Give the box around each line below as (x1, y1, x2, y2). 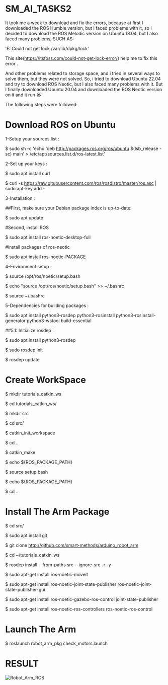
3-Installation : (5, 195, 35, 201)
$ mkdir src (5, 410, 29, 416)
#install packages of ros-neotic (5, 244, 70, 250)
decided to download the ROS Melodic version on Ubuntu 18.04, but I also (5, 30, 158, 36)
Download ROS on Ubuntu (5, 119, 116, 131)
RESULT (5, 658, 39, 669)
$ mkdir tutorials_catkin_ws (5, 391, 62, 397)
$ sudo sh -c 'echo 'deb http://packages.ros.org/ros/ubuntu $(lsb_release (5, 145, 158, 151)
